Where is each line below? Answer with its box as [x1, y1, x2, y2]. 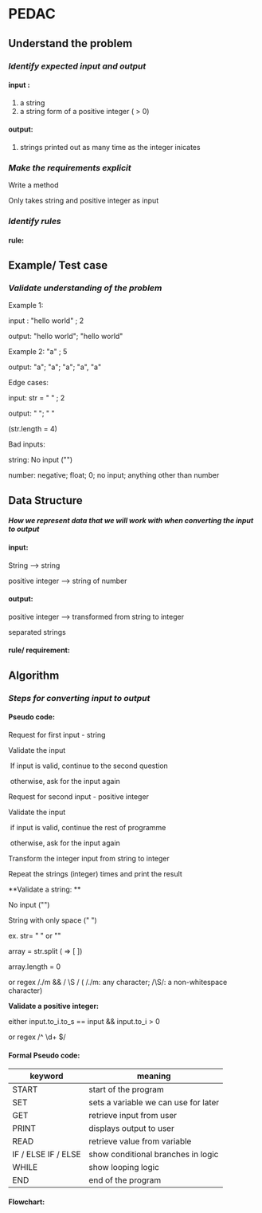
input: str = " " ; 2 [8, 393, 65, 403]
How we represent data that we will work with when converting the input [8, 516, 254, 526]
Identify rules [8, 216, 61, 227]
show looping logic [88, 1162, 159, 1173]
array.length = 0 [8, 962, 61, 971]
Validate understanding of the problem [8, 282, 162, 293]
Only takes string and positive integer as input [8, 196, 159, 206]
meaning [136, 1070, 171, 1081]
